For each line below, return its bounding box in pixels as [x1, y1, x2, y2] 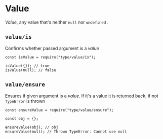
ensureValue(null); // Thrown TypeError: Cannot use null [5, 129, 127, 134]
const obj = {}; [5, 116, 39, 121]
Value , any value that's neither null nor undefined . [5, 19, 109, 25]
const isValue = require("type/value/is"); [5, 55, 96, 59]
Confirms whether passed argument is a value [5, 45, 100, 51]
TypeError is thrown [5, 98, 45, 104]
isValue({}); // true [5, 63, 50, 68]
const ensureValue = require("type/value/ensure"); [5, 108, 114, 112]
